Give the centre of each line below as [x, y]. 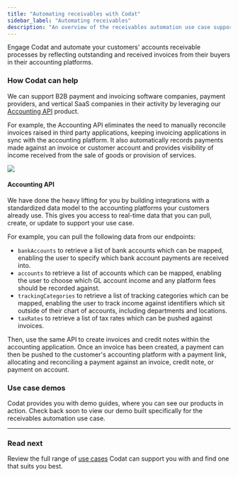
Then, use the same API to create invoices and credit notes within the [109, 339]
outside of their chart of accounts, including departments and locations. [123, 310]
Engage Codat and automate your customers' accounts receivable [104, 47]
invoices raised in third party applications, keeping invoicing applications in [117, 133]
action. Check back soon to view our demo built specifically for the [105, 411]
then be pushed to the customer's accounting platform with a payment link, [117, 354]
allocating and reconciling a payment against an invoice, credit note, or [111, 361]
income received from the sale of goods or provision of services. [102, 155]
